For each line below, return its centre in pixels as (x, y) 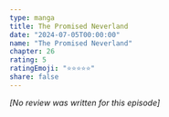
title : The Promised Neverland (69, 26)
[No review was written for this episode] (85, 102)
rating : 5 (28, 60)
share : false (34, 77)
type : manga (32, 18)
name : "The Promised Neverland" (71, 43)
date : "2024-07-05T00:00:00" (65, 34)
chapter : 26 (32, 52)
